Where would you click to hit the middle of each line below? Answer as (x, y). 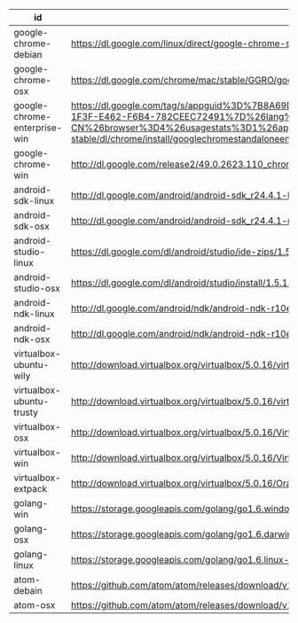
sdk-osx (32, 226)
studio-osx (37, 288)
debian (28, 55)
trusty (26, 413)
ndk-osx (32, 339)
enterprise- (38, 128)
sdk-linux (34, 201)
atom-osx (35, 605)
